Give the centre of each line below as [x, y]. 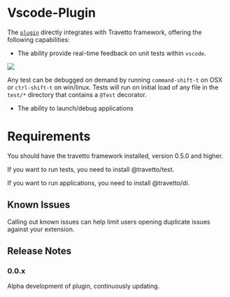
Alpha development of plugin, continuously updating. [84, 286]
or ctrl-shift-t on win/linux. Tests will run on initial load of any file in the [113, 87]
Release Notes [39, 251]
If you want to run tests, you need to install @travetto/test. [91, 169]
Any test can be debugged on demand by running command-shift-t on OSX [115, 80]
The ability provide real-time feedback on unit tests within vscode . [112, 53]
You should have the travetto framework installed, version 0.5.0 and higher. [115, 156]
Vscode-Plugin [52, 13]
